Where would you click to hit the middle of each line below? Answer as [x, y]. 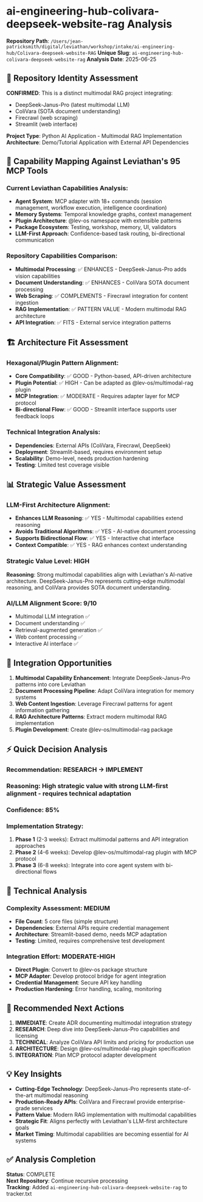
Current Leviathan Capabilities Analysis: [67, 188]
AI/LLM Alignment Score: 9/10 [52, 603]
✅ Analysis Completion [51, 1160]
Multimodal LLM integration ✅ [52, 616]
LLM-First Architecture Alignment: [58, 505]
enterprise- [171, 1102]
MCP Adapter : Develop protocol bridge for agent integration [91, 976]
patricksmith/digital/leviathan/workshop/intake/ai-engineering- [91, 47]
